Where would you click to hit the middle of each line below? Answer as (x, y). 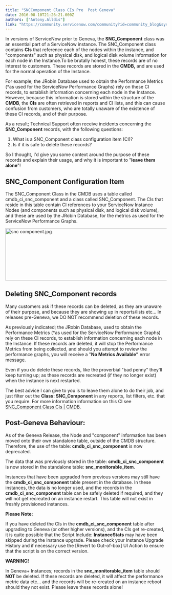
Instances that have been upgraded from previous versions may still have (83, 477)
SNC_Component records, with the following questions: (64, 129)
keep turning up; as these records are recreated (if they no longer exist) (81, 375)
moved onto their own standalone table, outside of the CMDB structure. (81, 440)
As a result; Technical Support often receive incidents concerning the (79, 124)
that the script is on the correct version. (47, 551)
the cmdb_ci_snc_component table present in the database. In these (78, 482)
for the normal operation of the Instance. (48, 72)
